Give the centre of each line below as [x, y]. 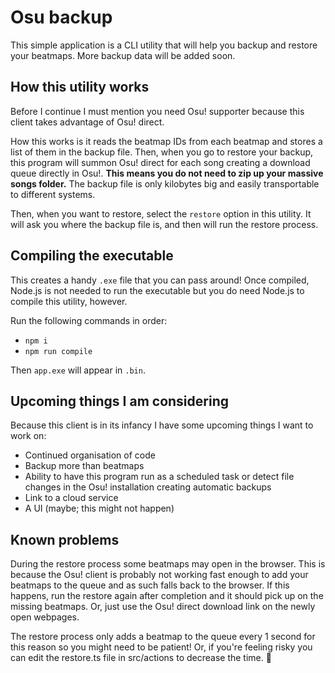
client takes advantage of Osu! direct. [87, 122]
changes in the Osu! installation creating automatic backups [148, 487]
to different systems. [53, 194]
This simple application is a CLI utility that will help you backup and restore [164, 45]
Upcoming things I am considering [119, 401]
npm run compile [58, 351]
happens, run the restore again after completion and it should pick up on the [167, 596]
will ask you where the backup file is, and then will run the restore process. [164, 224]
